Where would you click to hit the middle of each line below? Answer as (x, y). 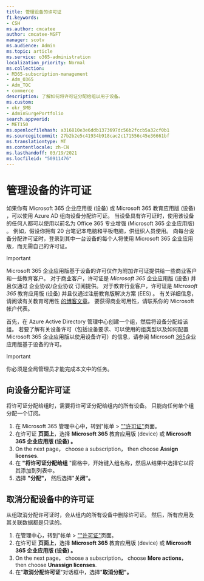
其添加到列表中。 (36, 471)
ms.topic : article (29, 52)
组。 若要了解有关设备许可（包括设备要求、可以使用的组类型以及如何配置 (97, 329)
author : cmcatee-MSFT (34, 35)
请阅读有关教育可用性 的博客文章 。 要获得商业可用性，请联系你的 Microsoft (100, 301)
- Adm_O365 (20, 79)
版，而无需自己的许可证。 (38, 246)
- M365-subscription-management (47, 74)
